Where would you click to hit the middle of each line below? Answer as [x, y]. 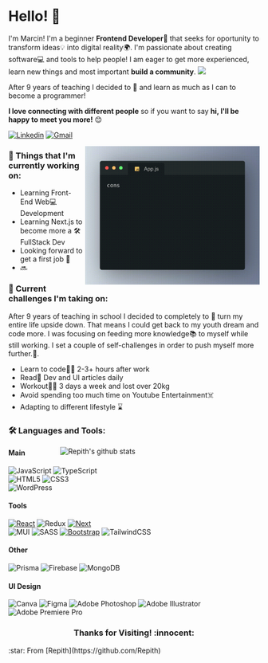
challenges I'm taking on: [58, 299]
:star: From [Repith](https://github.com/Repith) [85, 650]
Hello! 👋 [35, 16]
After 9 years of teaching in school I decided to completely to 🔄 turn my [126, 316]
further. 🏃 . [24, 353]
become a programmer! [47, 96]
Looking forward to [51, 251]
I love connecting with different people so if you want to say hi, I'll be [124, 111]
